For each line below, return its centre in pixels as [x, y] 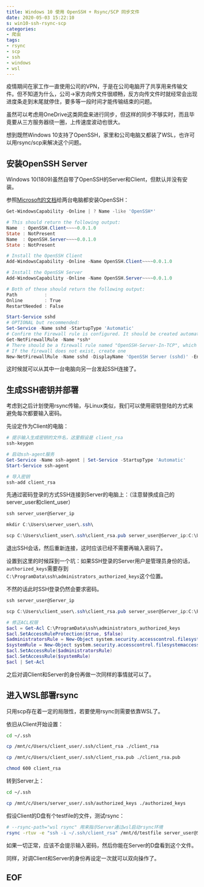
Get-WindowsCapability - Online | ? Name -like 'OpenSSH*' [81, 211]
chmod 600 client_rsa [34, 769]
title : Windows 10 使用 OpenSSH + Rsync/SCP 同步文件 [73, 12]
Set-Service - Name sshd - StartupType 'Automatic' [70, 329]
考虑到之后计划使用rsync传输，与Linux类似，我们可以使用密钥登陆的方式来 [100, 406]
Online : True [34, 300]
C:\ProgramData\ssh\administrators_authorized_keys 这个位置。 [86, 576]
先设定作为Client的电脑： [38, 426]
